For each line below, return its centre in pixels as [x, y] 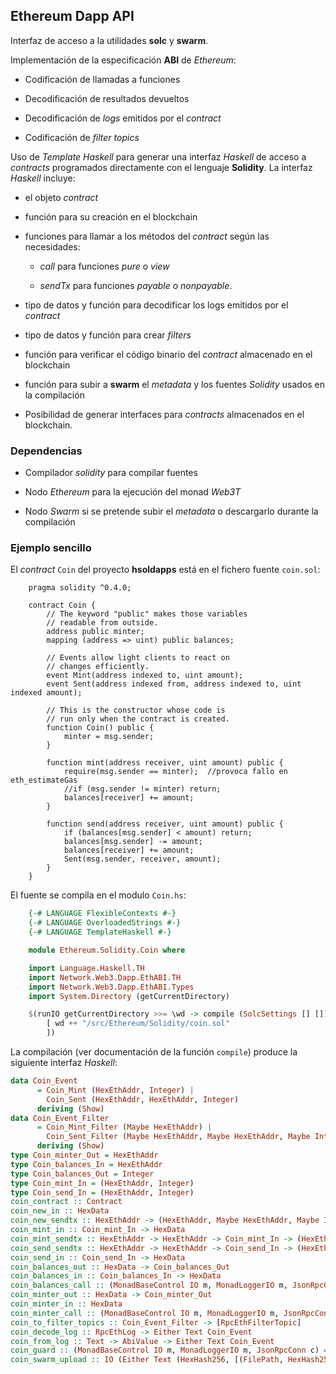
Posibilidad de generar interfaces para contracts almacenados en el [164, 414]
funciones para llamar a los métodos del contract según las [147, 236]
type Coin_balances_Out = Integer [82, 1174]
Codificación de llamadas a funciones [102, 79]
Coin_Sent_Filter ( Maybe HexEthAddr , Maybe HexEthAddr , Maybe [178, 1137]
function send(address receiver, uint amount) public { [165, 824]
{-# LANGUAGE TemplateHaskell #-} [100, 932]
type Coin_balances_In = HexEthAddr [86, 1164]
